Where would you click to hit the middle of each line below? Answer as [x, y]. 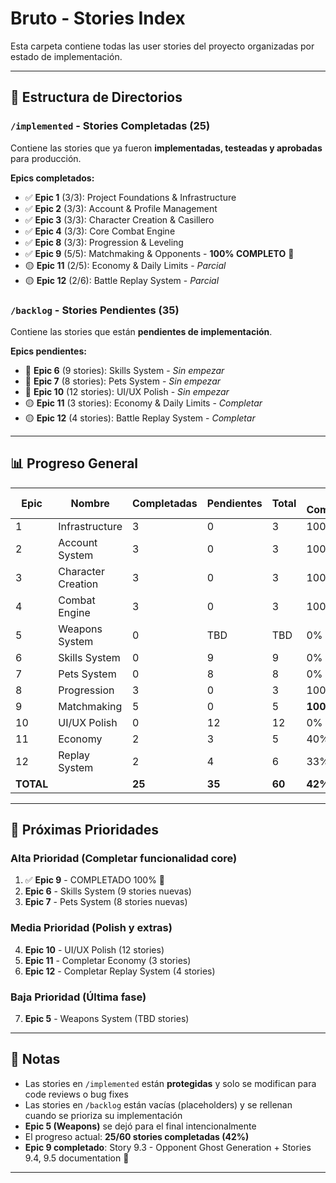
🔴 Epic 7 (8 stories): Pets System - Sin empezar [123, 381]
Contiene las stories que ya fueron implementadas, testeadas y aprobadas [166, 148]
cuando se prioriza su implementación [103, 1115]
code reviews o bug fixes [76, 1094]
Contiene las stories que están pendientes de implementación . [141, 331]
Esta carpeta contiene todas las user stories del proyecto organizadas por [162, 46]
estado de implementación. [66, 56]
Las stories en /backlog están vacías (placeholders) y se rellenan [158, 1104]
